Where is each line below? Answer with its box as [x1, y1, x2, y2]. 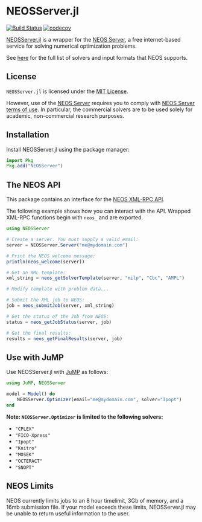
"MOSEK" [14, 451, 34, 457]
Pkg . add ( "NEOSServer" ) [6, 163, 63, 169]
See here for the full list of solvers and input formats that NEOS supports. [6, 54, 188, 61]
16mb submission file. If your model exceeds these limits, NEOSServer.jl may [6, 503, 197, 511]
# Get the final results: [6, 330, 71, 336]
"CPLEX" [14, 426, 34, 432]
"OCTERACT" [14, 458, 43, 464]
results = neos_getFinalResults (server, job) [6, 335, 122, 342]
